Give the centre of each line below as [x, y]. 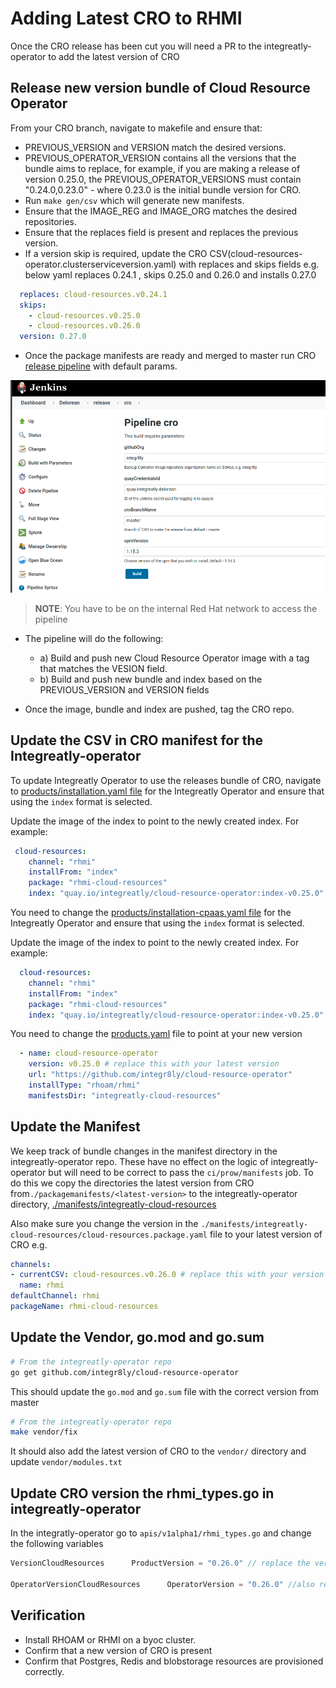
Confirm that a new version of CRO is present [118, 1650]
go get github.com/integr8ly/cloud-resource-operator [125, 1372]
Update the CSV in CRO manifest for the [137, 740]
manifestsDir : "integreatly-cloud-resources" [125, 1095]
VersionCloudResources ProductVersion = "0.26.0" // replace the [160, 1563]
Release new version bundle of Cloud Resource [160, 88]
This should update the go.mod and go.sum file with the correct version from [165, 1391]
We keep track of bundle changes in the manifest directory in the [144, 1151]
